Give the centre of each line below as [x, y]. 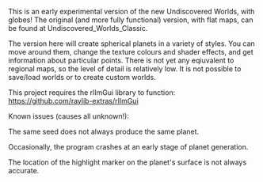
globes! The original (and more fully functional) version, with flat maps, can [131, 20]
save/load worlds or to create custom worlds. [82, 77]
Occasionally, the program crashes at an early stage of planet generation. [128, 147]
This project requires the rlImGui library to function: [92, 93]
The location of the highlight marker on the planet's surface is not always [128, 162]
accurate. [24, 171]
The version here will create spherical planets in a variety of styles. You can [131, 44]
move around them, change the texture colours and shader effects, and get [131, 52]
